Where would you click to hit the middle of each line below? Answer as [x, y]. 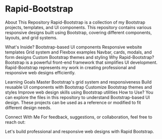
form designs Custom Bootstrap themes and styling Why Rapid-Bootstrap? [80, 57]
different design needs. [28, 108]
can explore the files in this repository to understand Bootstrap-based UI [78, 97]
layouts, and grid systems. [31, 38]
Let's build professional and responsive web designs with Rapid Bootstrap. [80, 131]
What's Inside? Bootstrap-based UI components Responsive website [73, 47]
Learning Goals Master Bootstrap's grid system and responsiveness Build [78, 82]
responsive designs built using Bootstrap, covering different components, [78, 32]
